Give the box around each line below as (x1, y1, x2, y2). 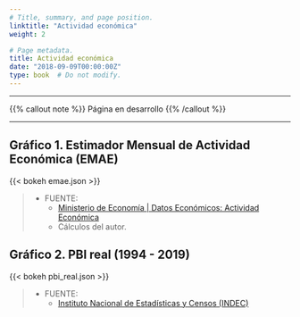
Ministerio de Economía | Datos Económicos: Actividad (57, 202, 260, 213)
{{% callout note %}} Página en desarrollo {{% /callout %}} (9, 104, 226, 114)
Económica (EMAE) (9, 152, 119, 167)
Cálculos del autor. (57, 221, 127, 232)
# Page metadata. (9, 46, 74, 54)
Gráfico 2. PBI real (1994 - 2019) (9, 247, 190, 263)
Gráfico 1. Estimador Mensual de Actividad (9, 138, 251, 153)
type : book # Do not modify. (9, 71, 122, 80)
